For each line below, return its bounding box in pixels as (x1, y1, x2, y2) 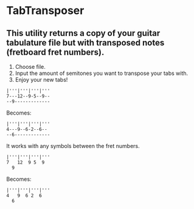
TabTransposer (6, 4, 85, 18)
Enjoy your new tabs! (15, 76, 68, 83)
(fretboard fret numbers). (6, 47, 105, 57)
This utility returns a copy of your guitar (6, 28, 161, 38)
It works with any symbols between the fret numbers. (6, 143, 140, 149)
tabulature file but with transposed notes (6, 37, 165, 48)
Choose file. (15, 63, 46, 70)
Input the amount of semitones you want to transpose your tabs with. (15, 69, 189, 77)
